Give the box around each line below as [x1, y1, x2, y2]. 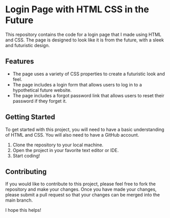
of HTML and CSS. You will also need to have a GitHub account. [5, 132, 139, 138]
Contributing [5, 167, 47, 176]
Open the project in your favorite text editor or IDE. [12, 147, 119, 153]
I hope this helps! [5, 207, 42, 213]
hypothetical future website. [12, 87, 72, 93]
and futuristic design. [5, 42, 50, 48]
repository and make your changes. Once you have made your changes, [5, 186, 157, 192]
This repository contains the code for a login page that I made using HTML [5, 31, 162, 37]
